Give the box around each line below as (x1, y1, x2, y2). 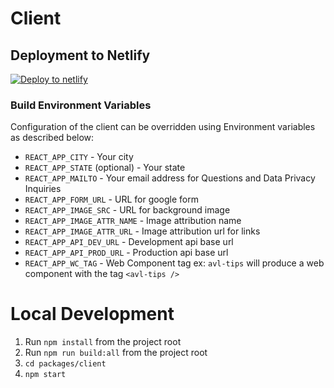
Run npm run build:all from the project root (24, 347, 208, 359)
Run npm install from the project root (24, 336, 182, 348)
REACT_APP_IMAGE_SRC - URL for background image (24, 204, 231, 216)
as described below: (10, 132, 95, 144)
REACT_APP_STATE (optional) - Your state (24, 162, 186, 174)
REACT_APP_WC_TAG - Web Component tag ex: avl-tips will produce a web (24, 257, 325, 269)
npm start (24, 370, 67, 380)
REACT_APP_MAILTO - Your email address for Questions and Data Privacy (24, 172, 316, 184)
